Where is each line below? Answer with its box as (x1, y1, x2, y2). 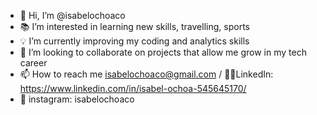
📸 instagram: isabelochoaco (19, 93, 135, 105)
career (19, 57, 48, 69)
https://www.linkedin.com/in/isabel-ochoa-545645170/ (19, 83, 247, 94)
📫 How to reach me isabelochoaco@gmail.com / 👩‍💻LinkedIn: (19, 68, 274, 80)
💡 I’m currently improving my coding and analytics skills (19, 35, 250, 47)
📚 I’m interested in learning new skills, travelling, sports (19, 21, 250, 32)
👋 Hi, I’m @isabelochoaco (19, 10, 126, 21)
